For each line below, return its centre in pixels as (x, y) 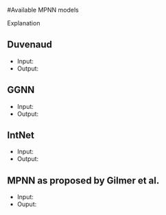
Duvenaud (30, 45)
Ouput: (27, 204)
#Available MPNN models (43, 10)
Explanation (24, 23)
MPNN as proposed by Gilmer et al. (83, 180)
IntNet (21, 135)
